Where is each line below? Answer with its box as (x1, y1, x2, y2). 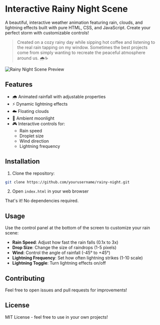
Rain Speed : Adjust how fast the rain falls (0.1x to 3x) (12, 239, 119, 245)
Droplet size (19, 133, 44, 139)
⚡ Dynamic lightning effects (12, 101, 68, 107)
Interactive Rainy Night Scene (5, 3, 128, 15)
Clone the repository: (12, 170, 55, 176)
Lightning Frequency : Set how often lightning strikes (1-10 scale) (12, 255, 143, 261)
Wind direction (19, 138, 49, 144)
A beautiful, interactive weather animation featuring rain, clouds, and (5, 19, 143, 25)
